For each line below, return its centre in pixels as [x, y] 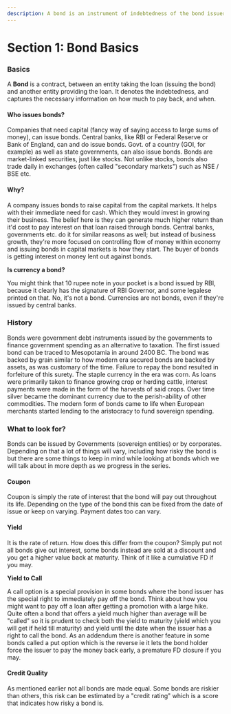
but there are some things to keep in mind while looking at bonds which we [113, 458]
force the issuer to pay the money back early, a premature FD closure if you [114, 650]
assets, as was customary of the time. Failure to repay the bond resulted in [113, 367]
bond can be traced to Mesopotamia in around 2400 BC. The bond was [108, 352]
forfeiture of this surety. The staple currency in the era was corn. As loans [112, 374]
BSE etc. [19, 174]
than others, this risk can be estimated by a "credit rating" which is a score [113, 695]
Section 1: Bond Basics [73, 47]
